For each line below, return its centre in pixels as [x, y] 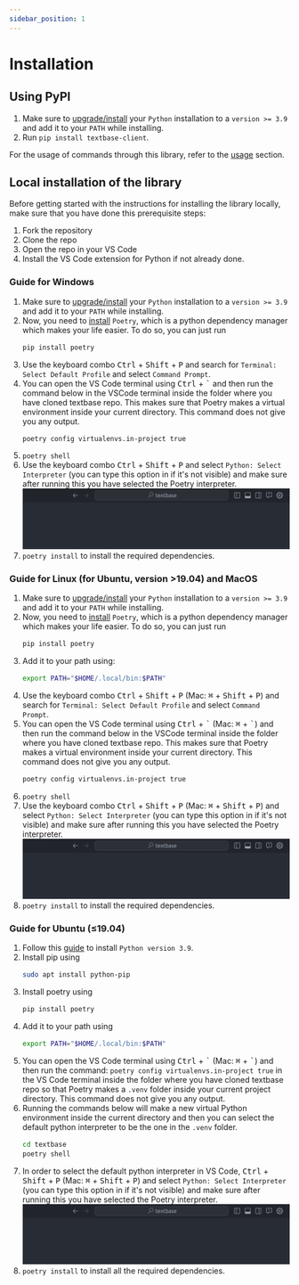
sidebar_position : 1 [48, 19]
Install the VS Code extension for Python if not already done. [133, 259]
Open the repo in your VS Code [80, 250]
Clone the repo [49, 240]
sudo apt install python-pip [76, 975]
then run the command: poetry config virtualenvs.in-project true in [152, 1070]
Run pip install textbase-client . [85, 137]
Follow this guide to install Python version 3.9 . [108, 948]
